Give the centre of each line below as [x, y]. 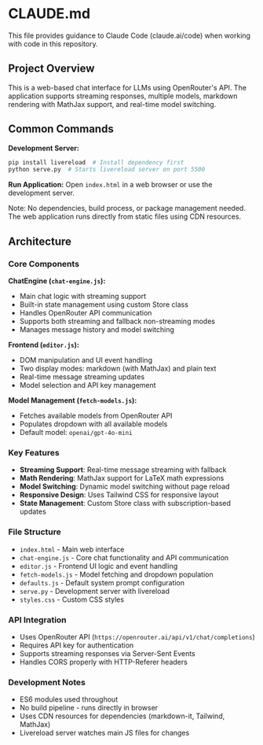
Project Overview [51, 69]
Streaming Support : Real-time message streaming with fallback [123, 470]
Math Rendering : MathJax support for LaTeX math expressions [122, 478]
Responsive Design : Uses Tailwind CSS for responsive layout [119, 495]
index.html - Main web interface [72, 549]
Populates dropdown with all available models [93, 424]
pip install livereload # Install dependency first [96, 162]
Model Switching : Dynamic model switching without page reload [124, 487]
